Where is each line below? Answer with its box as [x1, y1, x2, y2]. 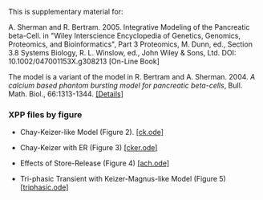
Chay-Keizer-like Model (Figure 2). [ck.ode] [19, 128, 164, 137]
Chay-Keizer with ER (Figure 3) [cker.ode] [19, 143, 158, 153]
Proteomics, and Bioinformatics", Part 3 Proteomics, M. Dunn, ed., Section [8, 39, 253, 49]
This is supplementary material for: [8, 7, 123, 16]
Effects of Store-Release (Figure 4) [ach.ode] [19, 158, 170, 168]
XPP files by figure [8, 108, 83, 120]
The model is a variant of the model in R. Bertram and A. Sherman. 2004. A [8, 72, 256, 81]
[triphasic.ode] [19, 182, 69, 192]
